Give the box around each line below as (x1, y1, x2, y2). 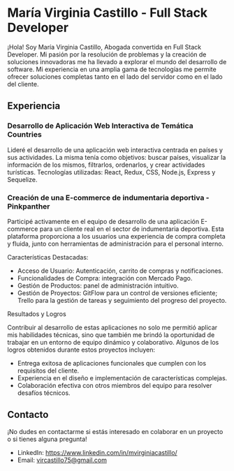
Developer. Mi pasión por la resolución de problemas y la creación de (7, 50, 207, 59)
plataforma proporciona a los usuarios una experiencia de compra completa (7, 232, 226, 240)
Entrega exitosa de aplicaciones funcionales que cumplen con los (17, 359, 207, 367)
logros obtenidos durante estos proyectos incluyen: (7, 345, 156, 354)
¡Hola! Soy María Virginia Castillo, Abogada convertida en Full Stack (7, 43, 202, 51)
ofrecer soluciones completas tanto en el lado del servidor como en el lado (7, 72, 223, 81)
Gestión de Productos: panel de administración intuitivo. (17, 281, 180, 290)
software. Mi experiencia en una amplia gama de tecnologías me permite (7, 65, 217, 73)
